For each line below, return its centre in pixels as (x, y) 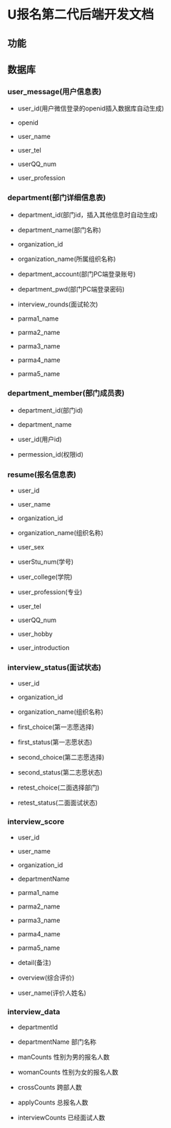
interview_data (34, 1011)
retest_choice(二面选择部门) (58, 787)
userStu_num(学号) (46, 562)
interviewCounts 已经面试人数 (61, 1118)
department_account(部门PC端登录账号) (77, 274)
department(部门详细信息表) (57, 198)
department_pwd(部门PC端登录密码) (71, 289)
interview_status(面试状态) (55, 668)
